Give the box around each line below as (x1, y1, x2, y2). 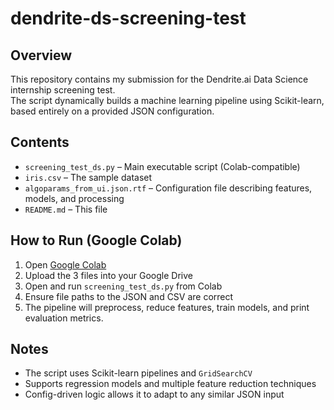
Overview (10, 47, 73, 64)
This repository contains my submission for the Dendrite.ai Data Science (10, 73, 309, 85)
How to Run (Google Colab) (10, 232, 183, 249)
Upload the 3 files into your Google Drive (24, 269, 193, 281)
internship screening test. (10, 84, 116, 96)
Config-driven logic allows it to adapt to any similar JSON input (24, 388, 285, 401)
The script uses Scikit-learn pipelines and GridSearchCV (24, 367, 253, 379)
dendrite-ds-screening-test (10, 7, 247, 30)
